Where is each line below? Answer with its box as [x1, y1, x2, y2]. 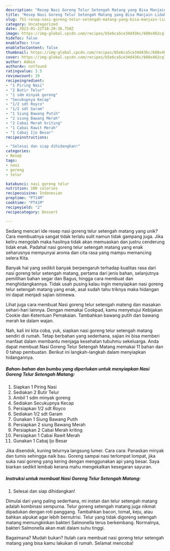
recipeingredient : [6, 78, 44, 83]
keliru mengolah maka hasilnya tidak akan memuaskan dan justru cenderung [6, 239, 165, 245]
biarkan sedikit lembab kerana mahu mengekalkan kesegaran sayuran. [6, 464, 153, 470]
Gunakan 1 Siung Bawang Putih [13, 416, 78, 422]
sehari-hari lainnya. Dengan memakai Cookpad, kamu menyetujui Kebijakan [6, 307, 163, 313]
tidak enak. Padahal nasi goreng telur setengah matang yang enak [6, 244, 143, 250]
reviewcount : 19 [6, 74, 40, 79]
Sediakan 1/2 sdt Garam [13, 411, 63, 417]
